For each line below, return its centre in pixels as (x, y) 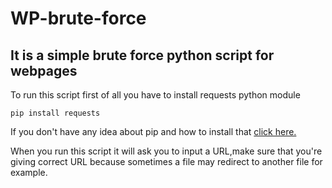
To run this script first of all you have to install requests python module (155, 95)
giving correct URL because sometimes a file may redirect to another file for (166, 161)
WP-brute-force (78, 18)
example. (29, 172)
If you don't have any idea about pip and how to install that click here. (153, 131)
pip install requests (55, 113)
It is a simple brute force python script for (142, 55)
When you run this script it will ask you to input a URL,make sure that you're (166, 151)
